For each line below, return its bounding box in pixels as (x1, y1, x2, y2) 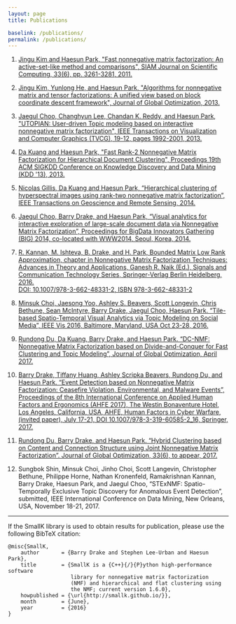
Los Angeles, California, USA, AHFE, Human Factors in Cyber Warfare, (18, 408, 221, 417)
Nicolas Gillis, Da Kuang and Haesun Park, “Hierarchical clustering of (18, 183, 217, 193)
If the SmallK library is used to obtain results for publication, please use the (8, 522, 225, 531)
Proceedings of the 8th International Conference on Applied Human (18, 393, 213, 401)
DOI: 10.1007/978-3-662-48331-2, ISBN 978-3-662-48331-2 (18, 285, 193, 294)
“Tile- (209, 306, 226, 315)
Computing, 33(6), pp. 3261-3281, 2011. (18, 70, 132, 78)
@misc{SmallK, (8, 543, 50, 550)
